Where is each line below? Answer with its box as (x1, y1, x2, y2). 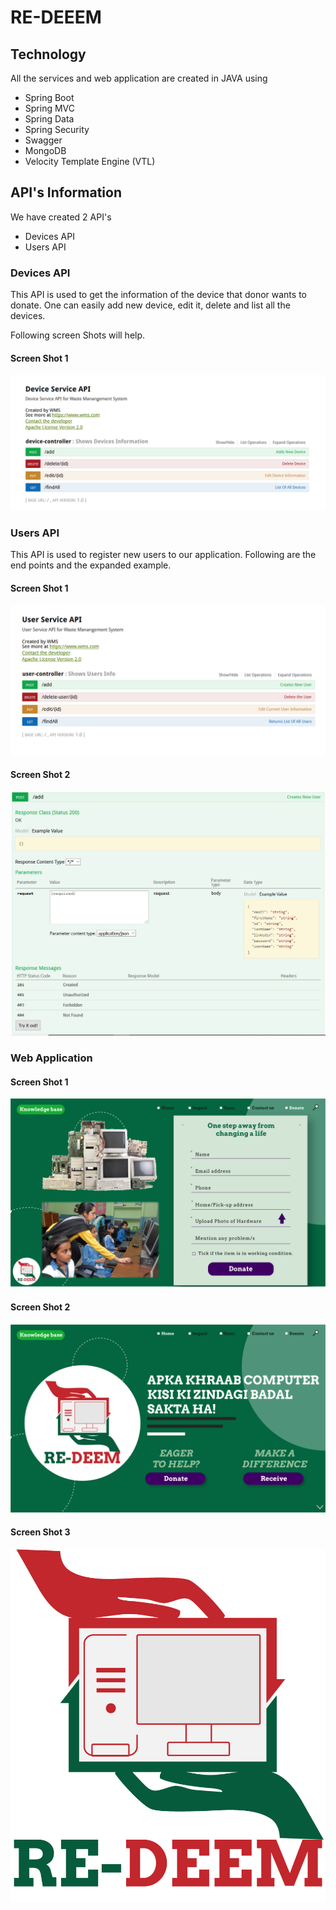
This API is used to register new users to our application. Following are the (10, 549, 317, 561)
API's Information (10, 184, 123, 201)
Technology (10, 46, 87, 63)
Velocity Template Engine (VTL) (24, 156, 156, 167)
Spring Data (24, 113, 75, 125)
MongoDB (24, 145, 67, 156)
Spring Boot (24, 92, 75, 103)
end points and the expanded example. (10, 559, 172, 571)
